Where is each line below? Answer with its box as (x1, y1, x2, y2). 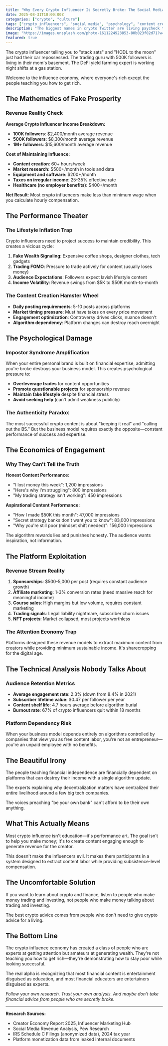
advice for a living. (5, 917, 44, 923)
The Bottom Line (5, 932, 58, 940)
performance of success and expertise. (5, 431, 87, 437)
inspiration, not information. (5, 538, 63, 544)
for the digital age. (5, 650, 43, 656)
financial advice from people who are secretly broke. (5, 996, 115, 1002)
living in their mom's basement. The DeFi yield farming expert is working (5, 60, 155, 66)
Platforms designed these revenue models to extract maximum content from (5, 640, 163, 646)
